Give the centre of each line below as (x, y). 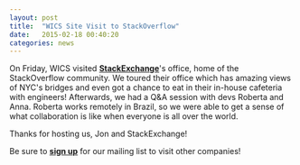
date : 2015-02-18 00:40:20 (64, 34)
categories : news (42, 43)
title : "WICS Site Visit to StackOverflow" (94, 26)
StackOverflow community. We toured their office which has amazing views (150, 78)
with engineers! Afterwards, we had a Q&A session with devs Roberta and (147, 97)
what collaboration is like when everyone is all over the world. (124, 116)
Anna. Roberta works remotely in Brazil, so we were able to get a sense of (147, 107)
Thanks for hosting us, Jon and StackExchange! (98, 134)
